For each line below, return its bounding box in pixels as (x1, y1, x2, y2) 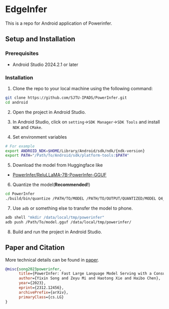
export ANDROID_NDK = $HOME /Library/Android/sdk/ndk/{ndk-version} (5, 148, 145, 153)
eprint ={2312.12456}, (18, 285, 64, 290)
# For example (5, 144, 35, 149)
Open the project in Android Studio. (12, 109, 87, 115)
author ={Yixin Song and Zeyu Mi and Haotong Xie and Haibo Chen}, (18, 276, 161, 281)
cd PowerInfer (5, 192, 35, 197)
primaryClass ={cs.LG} (18, 294, 64, 299)
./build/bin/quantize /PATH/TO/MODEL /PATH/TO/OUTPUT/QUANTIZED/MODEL (5, 196, 156, 201)
